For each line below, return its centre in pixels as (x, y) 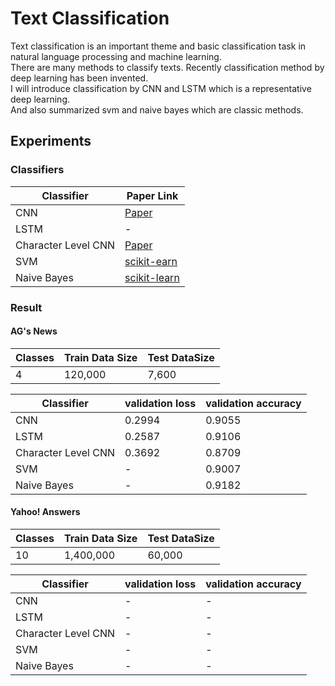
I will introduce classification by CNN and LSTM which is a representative (161, 88)
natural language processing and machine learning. (116, 56)
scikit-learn (152, 277)
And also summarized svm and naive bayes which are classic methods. (157, 109)
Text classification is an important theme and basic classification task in (158, 46)
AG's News (34, 331)
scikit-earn (151, 261)
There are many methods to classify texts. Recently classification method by (167, 67)
